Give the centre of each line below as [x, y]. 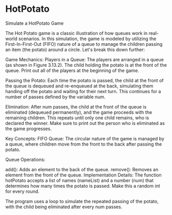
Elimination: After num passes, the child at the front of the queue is [76, 106]
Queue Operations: [25, 159]
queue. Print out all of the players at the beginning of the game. [72, 70]
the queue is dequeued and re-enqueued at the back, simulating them [79, 86]
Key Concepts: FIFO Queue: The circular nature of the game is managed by [85, 138]
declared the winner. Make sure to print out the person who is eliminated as [85, 123]
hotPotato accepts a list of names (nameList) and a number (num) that [80, 180]
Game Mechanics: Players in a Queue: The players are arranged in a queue [85, 59]
